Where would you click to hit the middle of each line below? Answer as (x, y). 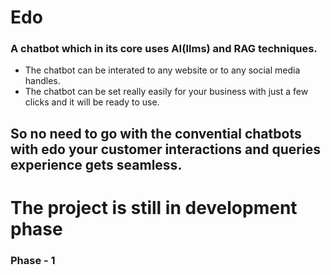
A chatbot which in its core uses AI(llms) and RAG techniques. (164, 49)
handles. (42, 81)
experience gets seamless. (96, 164)
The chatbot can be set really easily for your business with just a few (166, 92)
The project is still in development (154, 208)
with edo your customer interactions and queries (165, 149)
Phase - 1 (33, 260)
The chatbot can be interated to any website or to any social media (162, 70)
